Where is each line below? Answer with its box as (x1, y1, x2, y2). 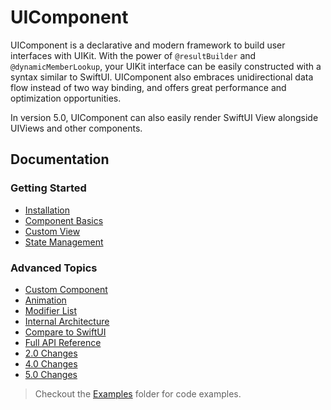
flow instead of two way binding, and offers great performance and (10, 81, 287, 93)
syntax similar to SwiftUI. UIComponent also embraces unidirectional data (10, 71, 314, 83)
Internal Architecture (24, 315, 110, 327)
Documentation (10, 151, 110, 168)
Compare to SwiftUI (24, 326, 107, 338)
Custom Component (24, 283, 108, 295)
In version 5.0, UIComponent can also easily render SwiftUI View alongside (10, 111, 319, 123)
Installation (24, 204, 71, 216)
